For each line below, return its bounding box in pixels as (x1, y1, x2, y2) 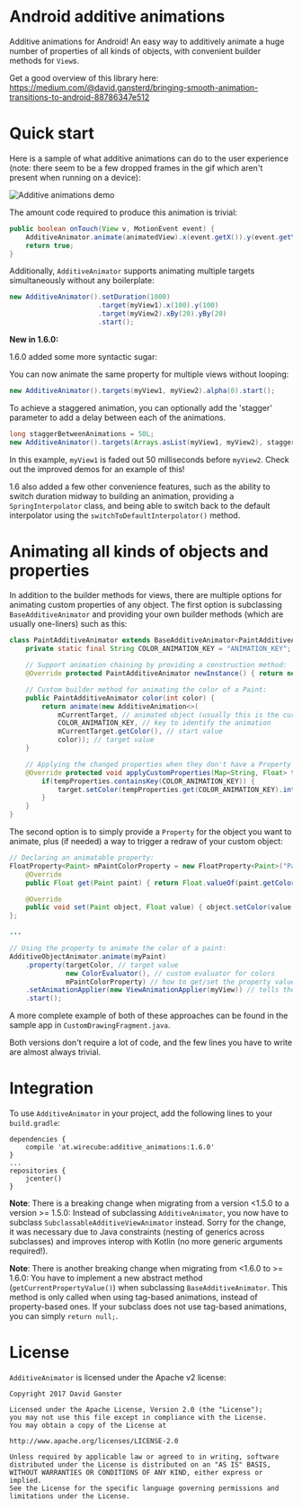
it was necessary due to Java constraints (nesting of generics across (9, 1227, 265, 1237)
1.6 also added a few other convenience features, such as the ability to (9, 481, 271, 492)
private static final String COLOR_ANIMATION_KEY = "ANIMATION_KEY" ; (25, 645, 292, 654)
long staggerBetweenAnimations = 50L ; (9, 429, 155, 438)
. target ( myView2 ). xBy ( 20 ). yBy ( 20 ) (97, 309, 227, 318)
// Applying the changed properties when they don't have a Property (25, 760, 292, 769)
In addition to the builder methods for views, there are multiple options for (9, 590, 282, 601)
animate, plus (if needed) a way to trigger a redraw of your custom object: (9, 836, 283, 847)
